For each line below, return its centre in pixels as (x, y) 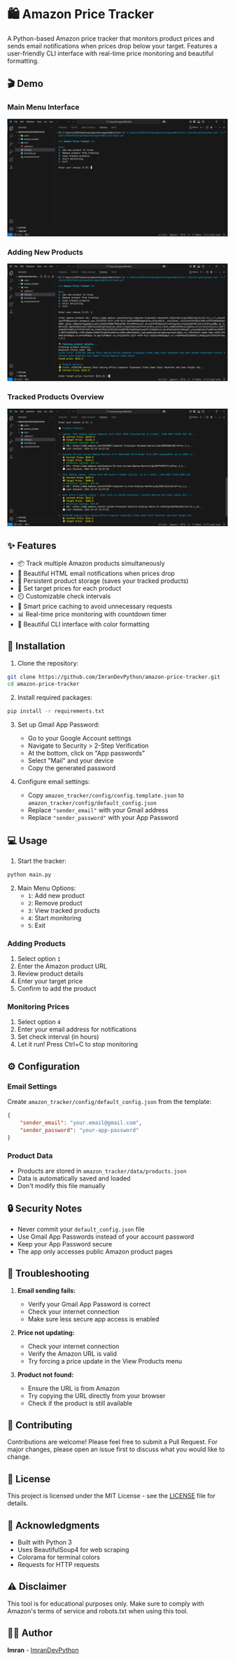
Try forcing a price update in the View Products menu (105, 1361)
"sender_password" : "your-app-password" (79, 1130)
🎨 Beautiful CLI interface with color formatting (84, 624)
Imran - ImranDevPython (43, 1650)
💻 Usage (27, 841)
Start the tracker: (42, 861)
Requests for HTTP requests (58, 1565)
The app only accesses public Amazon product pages (95, 1251)
